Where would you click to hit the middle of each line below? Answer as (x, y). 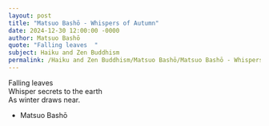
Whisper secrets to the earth (55, 91)
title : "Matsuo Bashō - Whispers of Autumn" (84, 23)
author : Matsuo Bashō (44, 38)
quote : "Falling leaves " (53, 45)
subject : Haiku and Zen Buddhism (64, 53)
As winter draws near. (44, 100)
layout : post (30, 16)
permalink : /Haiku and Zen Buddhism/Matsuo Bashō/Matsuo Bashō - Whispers (136, 61)
